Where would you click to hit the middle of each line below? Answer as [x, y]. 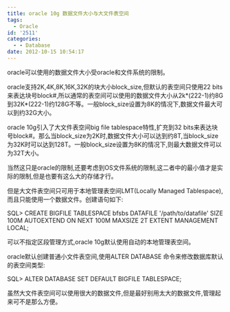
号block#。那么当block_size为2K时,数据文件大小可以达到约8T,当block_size [113, 135]
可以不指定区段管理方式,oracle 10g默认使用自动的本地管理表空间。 [101, 242]
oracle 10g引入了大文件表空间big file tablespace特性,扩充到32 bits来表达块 [113, 127]
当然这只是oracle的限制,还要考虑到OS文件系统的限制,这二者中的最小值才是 [112, 167]
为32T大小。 [25, 153]
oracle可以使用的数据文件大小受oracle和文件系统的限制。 [88, 72]
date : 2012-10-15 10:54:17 [46, 52]
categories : [24, 39]
